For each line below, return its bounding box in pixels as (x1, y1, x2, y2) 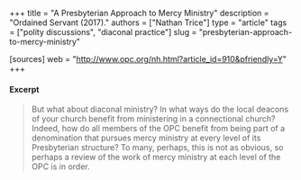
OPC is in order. (31, 161, 90, 172)
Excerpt (9, 84, 40, 94)
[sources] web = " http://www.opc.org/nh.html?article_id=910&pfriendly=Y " (9, 54, 287, 64)
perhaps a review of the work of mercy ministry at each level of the (31, 152, 281, 163)
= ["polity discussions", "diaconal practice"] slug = (9, 27, 197, 37)
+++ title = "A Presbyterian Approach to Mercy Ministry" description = (9, 8, 269, 18)
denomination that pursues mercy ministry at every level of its (31, 132, 261, 143)
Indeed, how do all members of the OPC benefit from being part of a (31, 123, 286, 134)
